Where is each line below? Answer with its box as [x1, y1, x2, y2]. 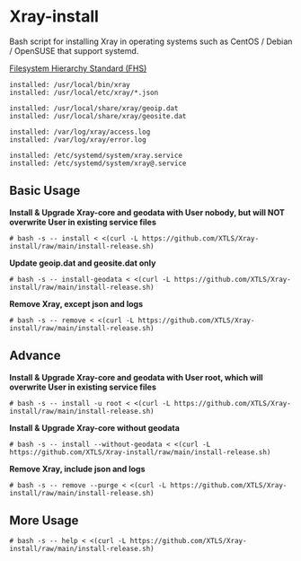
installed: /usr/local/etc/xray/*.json [9, 88, 159, 97]
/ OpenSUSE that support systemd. [9, 45, 139, 56]
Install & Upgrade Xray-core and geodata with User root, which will [9, 372, 263, 382]
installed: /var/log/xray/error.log [9, 135, 146, 145]
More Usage [9, 513, 79, 528]
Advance [9, 348, 61, 364]
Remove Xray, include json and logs [9, 463, 146, 474]
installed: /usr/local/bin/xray [9, 80, 130, 89]
